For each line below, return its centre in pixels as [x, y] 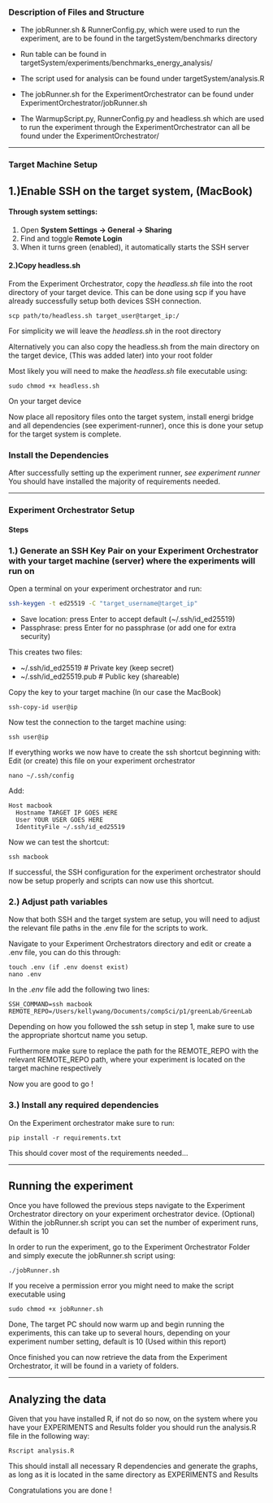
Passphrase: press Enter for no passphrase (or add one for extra [128, 628]
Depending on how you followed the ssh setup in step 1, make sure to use [132, 1027]
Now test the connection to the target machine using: [97, 722]
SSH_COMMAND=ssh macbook [50, 1005]
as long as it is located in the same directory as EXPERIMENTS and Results [133, 1475]
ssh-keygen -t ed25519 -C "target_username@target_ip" [103, 604]
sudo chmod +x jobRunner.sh [56, 1310]
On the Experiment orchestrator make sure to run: [91, 1123]
